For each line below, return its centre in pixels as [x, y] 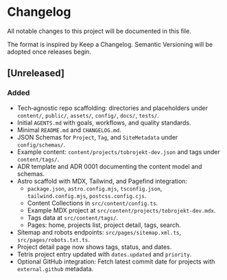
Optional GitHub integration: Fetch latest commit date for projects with [116, 261]
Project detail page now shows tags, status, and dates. [94, 247]
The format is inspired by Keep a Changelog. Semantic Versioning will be [110, 44]
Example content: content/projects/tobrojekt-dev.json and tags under [119, 151]
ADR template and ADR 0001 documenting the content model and [109, 166]
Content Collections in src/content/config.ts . [93, 203]
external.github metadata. [55, 268]
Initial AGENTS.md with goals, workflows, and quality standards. [104, 122]
